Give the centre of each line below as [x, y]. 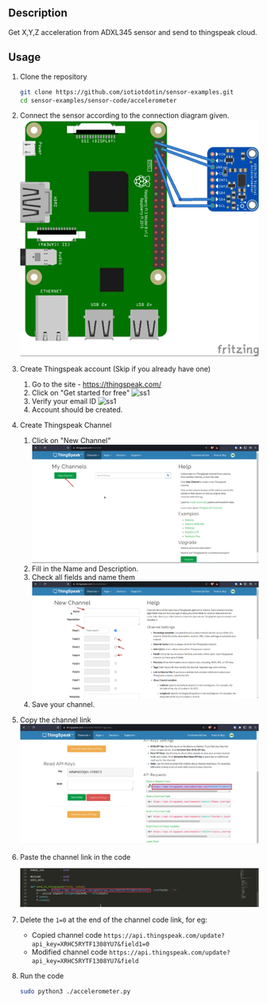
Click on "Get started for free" [81, 393]
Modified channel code [70, 952]
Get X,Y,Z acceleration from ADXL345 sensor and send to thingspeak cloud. [133, 32]
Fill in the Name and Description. [85, 569]
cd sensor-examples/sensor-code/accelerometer [98, 100]
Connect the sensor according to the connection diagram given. [124, 115]
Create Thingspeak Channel [66, 426]
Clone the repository [53, 76]
